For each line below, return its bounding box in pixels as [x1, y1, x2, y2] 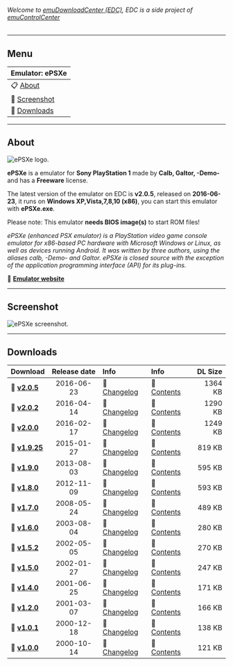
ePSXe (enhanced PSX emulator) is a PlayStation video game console [7, 231, 208, 239]
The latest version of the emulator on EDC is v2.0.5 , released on [7, 189, 191, 198]
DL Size [196, 367, 223, 376]
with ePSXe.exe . [7, 204, 55, 212]
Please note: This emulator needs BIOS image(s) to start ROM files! [7, 218, 200, 226]
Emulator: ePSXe [10, 68, 67, 78]
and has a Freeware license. [7, 176, 89, 184]
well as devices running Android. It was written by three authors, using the [7, 246, 220, 254]
